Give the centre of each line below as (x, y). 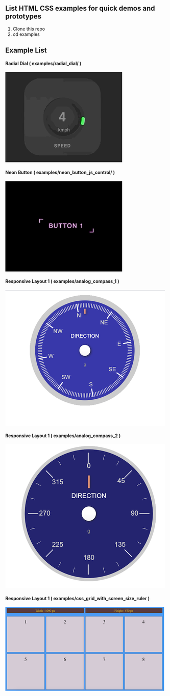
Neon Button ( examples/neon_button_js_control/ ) (60, 172)
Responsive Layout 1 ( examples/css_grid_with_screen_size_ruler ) (77, 598)
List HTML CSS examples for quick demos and (80, 8)
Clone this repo (29, 29)
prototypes (23, 17)
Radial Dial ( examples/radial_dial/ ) (43, 63)
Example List (26, 50)
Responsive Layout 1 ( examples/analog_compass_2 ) (63, 436)
